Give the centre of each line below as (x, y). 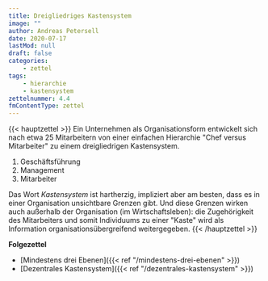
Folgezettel (27, 245)
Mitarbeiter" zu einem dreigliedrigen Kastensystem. (94, 146)
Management (42, 170)
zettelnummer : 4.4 (39, 99)
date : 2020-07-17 (38, 38)
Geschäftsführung (50, 161)
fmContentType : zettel (46, 106)
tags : (17, 76)
